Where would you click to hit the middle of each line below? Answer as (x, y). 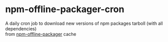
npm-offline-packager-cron (65, 9)
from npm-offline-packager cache (41, 34)
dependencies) (21, 28)
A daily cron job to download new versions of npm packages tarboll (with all (84, 23)
